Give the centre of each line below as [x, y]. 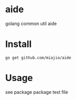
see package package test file [37, 92]
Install [18, 44]
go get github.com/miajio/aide [38, 58]
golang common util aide [31, 23]
